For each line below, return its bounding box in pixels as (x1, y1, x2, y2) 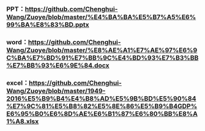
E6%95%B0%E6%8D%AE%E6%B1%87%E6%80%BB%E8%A (6, 109, 198, 118)
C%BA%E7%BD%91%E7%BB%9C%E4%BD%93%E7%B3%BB (6, 53, 199, 62)
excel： (6, 79, 29, 87)
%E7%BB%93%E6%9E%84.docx (6, 61, 110, 69)
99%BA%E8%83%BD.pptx (6, 20, 90, 29)
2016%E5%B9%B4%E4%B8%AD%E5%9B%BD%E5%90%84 (6, 94, 197, 102)
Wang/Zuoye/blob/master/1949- (6, 87, 106, 95)
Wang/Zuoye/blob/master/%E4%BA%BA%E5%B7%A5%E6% (6, 13, 196, 21)
